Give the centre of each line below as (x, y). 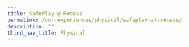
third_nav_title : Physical (46, 33)
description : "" (31, 26)
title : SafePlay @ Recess (45, 13)
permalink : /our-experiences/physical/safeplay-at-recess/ (95, 20)
